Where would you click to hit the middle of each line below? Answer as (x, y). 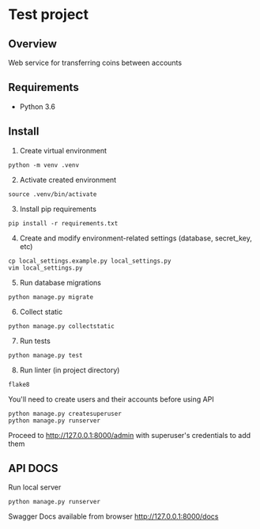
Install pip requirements (58, 209)
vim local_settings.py (45, 268)
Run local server (35, 487)
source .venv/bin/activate (53, 194)
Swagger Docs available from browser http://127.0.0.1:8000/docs (113, 516)
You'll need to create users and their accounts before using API (111, 399)
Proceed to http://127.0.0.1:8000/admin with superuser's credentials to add (130, 435)
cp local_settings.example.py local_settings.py (90, 261)
